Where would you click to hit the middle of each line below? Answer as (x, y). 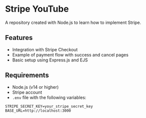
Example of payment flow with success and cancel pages (70, 55)
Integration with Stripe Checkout (45, 49)
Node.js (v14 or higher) (35, 87)
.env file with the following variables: (49, 97)
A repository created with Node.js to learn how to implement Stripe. (73, 22)
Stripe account (27, 92)
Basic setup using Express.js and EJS (50, 60)
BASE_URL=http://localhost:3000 (38, 111)
